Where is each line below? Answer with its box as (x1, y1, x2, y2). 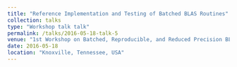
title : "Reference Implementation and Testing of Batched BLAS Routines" (7, 10, 229, 17)
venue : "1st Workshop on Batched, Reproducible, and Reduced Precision (7, 36, 222, 43)
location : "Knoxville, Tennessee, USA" (7, 50, 125, 57)
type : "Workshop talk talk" (7, 23, 90, 30)
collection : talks (7, 17, 61, 24)
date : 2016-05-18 (7, 43, 59, 50)
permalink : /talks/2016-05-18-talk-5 (7, 29, 119, 37)
